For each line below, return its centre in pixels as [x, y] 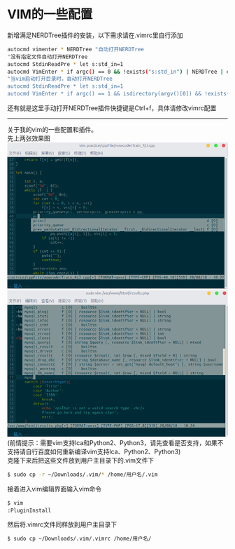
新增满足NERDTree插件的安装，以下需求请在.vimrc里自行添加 [95, 35]
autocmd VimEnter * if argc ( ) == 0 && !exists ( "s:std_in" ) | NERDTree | [115, 72]
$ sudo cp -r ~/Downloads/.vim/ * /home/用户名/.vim [83, 475]
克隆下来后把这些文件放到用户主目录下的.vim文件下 [81, 460]
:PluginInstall [29, 510]
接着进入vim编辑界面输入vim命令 [55, 489]
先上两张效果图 [29, 138]
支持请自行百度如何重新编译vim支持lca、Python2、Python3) [94, 451]
